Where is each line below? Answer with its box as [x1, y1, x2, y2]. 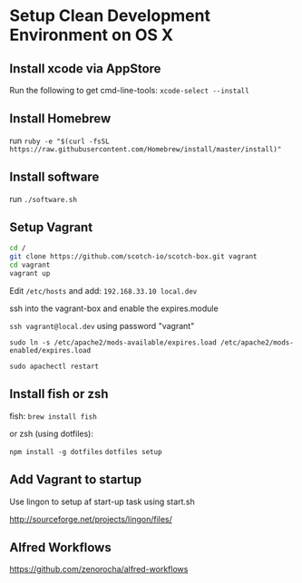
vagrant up [9, 269, 51, 278]
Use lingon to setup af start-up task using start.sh [9, 496, 195, 507]
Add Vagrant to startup [9, 472, 142, 488]
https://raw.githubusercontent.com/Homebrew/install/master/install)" [9, 144, 282, 154]
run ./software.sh [9, 193, 77, 204]
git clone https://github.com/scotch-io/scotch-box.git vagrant [9, 252, 258, 261]
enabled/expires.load [9, 345, 92, 355]
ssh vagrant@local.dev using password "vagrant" [9, 320, 195, 331]
